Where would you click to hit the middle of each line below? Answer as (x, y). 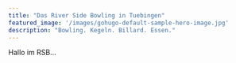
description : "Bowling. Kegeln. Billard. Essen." (92, 30)
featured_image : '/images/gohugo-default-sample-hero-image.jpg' (118, 23)
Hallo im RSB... (33, 53)
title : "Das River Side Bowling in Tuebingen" (87, 15)
